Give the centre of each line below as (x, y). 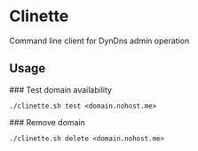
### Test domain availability (61, 89)
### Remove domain (48, 122)
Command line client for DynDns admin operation (99, 41)
